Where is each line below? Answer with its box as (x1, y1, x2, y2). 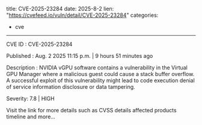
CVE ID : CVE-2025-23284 (6, 40, 73, 48)
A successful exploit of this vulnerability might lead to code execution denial (6, 77, 195, 84)
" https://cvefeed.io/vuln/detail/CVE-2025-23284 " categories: (6, 11, 159, 19)
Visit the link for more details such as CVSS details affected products (6, 107, 177, 114)
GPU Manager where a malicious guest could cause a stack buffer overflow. (6, 71, 195, 77)
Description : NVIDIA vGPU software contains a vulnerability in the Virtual (6, 64, 188, 71)
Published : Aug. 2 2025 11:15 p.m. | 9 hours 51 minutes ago (6, 53, 153, 59)
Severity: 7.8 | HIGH (6, 95, 55, 102)
